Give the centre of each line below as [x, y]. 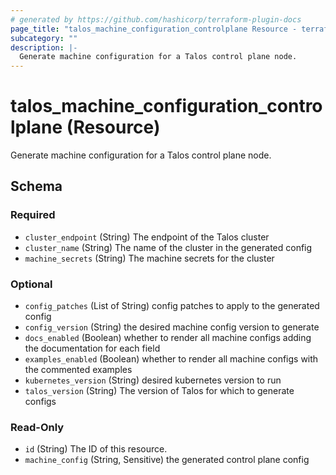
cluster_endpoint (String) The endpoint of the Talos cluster [147, 237]
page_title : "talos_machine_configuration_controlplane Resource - [154, 29]
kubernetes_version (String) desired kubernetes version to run [153, 380]
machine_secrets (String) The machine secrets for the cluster [149, 258]
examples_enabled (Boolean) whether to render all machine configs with [171, 359]
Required [33, 215]
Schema [36, 186]
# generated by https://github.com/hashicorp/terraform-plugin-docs [156, 19]
